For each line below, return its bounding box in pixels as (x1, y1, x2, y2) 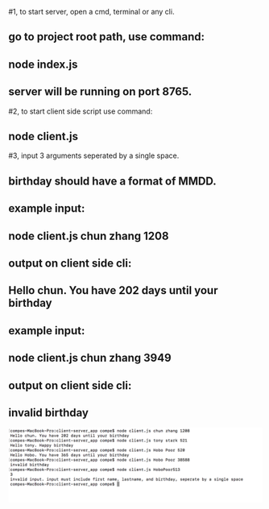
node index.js (8, 57, 78, 71)
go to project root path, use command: (8, 30, 205, 43)
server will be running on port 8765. (8, 85, 192, 99)
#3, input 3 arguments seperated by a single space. (8, 151, 180, 160)
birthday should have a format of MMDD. (8, 174, 217, 188)
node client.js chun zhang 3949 (8, 351, 172, 365)
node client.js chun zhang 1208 (8, 229, 169, 242)
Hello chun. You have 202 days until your (8, 283, 218, 297)
